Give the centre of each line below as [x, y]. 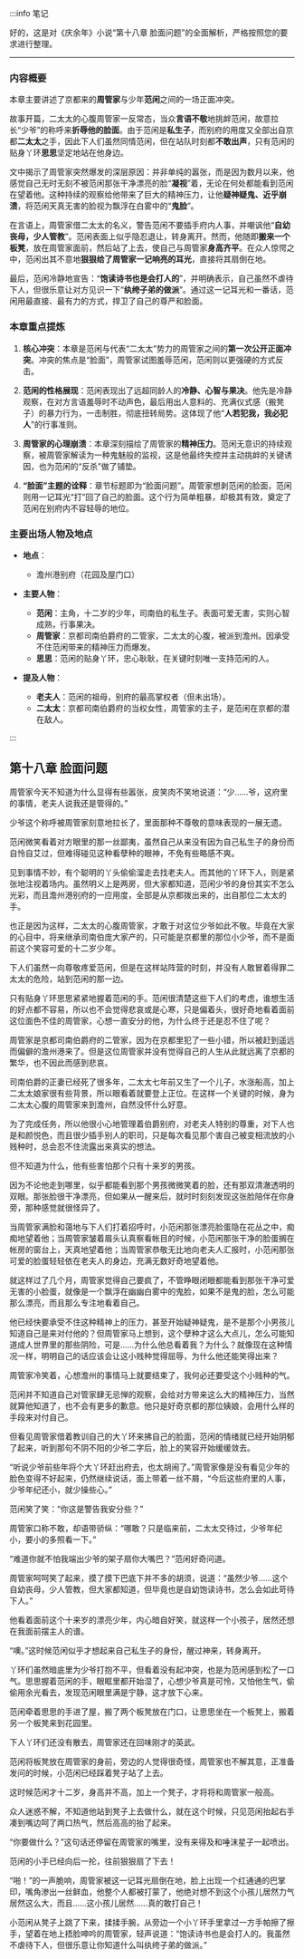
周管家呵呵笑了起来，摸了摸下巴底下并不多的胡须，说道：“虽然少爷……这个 [149, 1578]
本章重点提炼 [38, 327]
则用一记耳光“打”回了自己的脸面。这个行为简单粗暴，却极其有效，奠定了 [157, 497]
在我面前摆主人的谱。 [49, 1631]
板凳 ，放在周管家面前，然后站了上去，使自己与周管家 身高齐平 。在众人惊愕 [148, 248]
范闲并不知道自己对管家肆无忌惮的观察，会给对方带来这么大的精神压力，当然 [152, 1394]
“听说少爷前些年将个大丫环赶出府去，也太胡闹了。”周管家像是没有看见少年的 [150, 1467]
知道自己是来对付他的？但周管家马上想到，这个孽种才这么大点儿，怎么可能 [148, 1333]
